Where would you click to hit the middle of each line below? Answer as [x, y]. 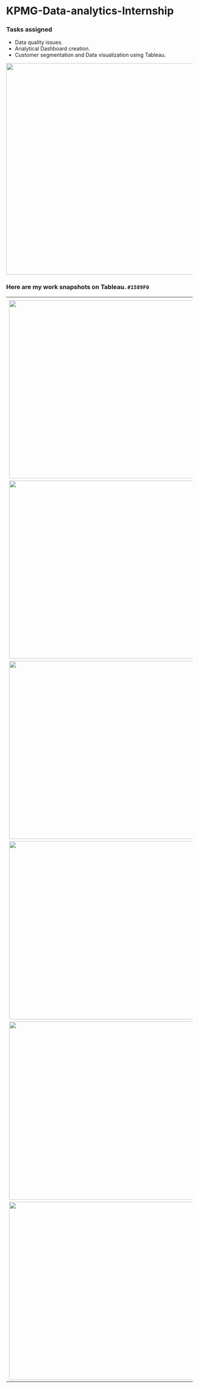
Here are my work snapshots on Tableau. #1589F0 [78, 287]
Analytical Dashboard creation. [52, 49]
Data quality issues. [39, 42]
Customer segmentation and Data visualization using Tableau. [90, 55]
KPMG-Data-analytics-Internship [90, 11]
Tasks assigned [29, 30]
